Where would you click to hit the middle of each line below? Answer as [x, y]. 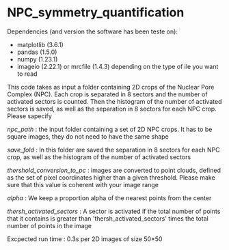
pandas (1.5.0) [37, 52]
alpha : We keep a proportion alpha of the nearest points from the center [109, 198]
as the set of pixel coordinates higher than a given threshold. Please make [111, 177]
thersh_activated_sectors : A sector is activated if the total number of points [114, 211]
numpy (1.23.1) [37, 59]
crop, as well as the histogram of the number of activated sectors [99, 157]
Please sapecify [30, 116]
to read [27, 74]
